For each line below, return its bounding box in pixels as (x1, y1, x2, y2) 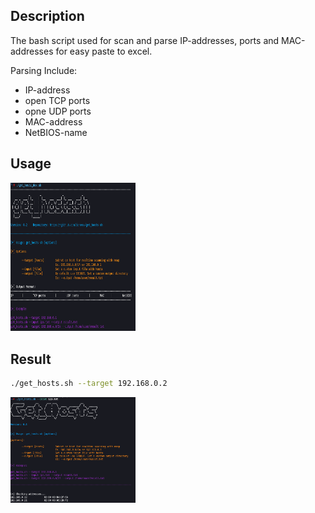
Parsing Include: (10, 64, 78, 76)
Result (10, 350, 52, 368)
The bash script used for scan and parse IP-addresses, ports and (10, 34, 280, 46)
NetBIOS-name (24, 126, 88, 138)
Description (10, 8, 85, 25)
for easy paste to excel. (55, 45, 153, 57)
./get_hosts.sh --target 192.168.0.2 (10, 379, 168, 389)
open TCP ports (24, 94, 91, 106)
